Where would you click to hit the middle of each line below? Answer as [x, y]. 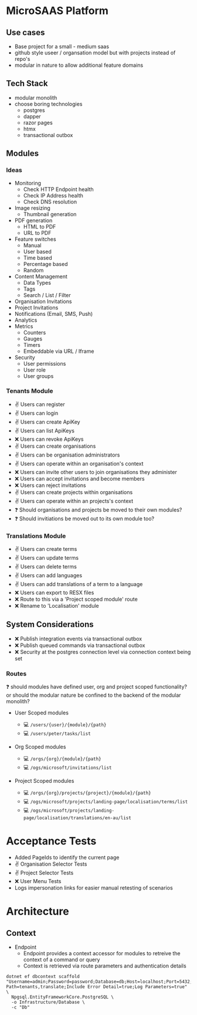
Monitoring [28, 183]
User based [37, 251]
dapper [32, 116]
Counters [35, 332]
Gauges [33, 339]
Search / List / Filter [47, 295]
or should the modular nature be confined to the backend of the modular [94, 695]
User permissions [45, 363]
